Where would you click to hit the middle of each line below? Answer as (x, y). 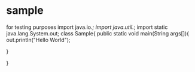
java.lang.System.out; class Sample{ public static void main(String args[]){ (98, 33)
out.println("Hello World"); (38, 40)
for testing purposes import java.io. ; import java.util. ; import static (87, 27)
